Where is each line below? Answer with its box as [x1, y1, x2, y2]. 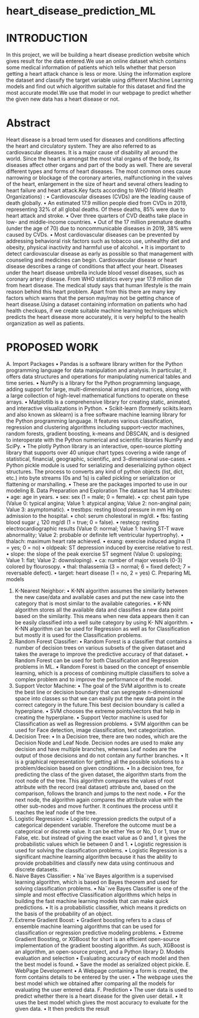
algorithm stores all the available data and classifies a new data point [14, 606, 184, 613]
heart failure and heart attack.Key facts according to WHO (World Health [6, 187, 184, 194]
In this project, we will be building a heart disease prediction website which [6, 51, 190, 58]
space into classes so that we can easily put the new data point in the [14, 695, 185, 702]
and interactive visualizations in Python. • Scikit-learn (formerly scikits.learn [6, 405, 192, 412]
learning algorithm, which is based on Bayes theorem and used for [14, 879, 178, 886]
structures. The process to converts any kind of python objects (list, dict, [6, 468, 185, 475]
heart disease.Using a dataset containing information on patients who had [6, 301, 187, 308]
